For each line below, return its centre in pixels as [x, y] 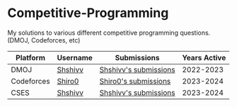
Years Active [204, 57]
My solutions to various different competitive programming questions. [109, 33]
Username [75, 57]
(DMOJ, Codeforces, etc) [44, 40]
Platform [30, 57]
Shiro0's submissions [135, 81]
